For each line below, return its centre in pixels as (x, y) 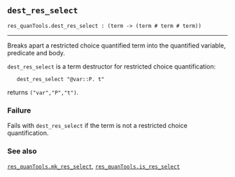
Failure (19, 110)
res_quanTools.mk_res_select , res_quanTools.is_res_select (94, 167)
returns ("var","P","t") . (43, 92)
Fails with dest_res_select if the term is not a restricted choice (97, 126)
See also (22, 151)
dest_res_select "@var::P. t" (60, 79)
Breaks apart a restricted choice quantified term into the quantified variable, (116, 45)
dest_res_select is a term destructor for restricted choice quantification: (112, 66)
